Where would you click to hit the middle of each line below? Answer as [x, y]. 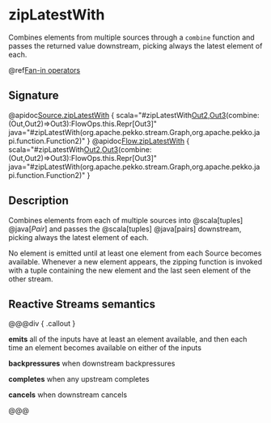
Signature [34, 96]
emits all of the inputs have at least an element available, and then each [128, 339]
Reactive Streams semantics [82, 304]
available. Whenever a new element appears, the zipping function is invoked [135, 261]
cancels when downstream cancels [68, 395]
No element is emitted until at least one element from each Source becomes [135, 253]
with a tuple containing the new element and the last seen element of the [129, 270]
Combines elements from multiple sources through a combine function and [131, 37]
